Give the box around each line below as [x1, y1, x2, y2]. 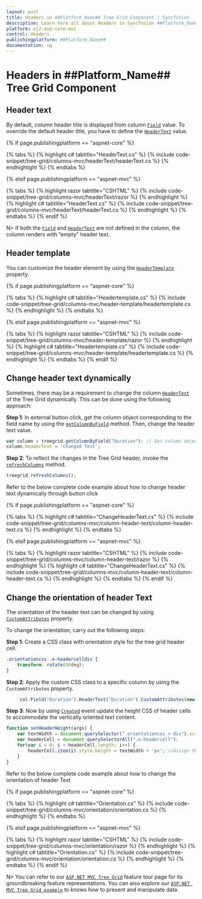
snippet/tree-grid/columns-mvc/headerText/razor [6, 193, 129, 201]
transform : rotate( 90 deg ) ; [17, 662, 85, 668]
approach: [6, 402, 32, 409]
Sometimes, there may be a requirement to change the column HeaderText [6, 389, 189, 396]
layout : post [6, 8, 39, 15]
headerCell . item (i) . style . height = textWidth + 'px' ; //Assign [28, 748, 189, 754]
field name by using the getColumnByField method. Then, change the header [6, 420, 195, 427]
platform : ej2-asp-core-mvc [6, 25, 77, 32]
